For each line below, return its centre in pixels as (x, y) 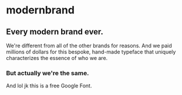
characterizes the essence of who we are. (57, 58)
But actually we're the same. (48, 73)
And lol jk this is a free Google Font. (49, 86)
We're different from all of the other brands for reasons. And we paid (89, 45)
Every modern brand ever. (55, 32)
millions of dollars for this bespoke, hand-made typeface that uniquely (91, 52)
